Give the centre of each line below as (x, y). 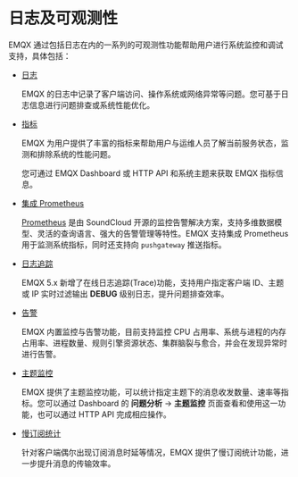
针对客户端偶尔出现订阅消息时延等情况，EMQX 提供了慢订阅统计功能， (151, 452)
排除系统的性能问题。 (76, 154)
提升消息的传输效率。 (76, 463)
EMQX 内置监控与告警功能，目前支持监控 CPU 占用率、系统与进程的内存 (154, 331)
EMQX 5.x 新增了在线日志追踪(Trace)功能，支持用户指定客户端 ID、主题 (153, 282)
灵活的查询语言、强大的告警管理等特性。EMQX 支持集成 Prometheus (163, 233)
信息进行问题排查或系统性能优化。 (92, 105)
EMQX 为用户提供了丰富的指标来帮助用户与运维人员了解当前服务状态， (151, 143)
